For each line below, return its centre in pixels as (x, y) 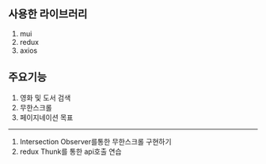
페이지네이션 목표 (46, 117)
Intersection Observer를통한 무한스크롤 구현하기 (95, 141)
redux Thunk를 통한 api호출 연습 (70, 151)
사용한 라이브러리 (48, 14)
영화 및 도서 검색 (45, 98)
